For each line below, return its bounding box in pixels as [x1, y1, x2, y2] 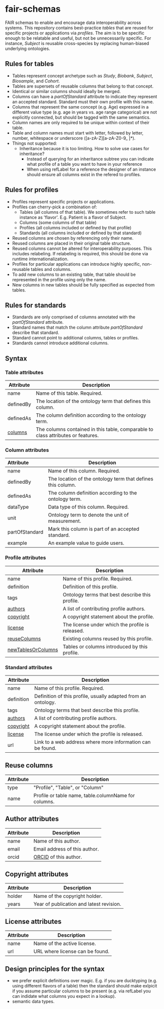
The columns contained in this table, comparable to [36, 426, 154, 433]
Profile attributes [5, 554, 46, 561]
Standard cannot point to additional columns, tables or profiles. [12, 335, 139, 341]
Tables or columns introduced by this [62, 643, 148, 650]
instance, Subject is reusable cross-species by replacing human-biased [5, 40, 149, 46]
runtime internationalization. [12, 256, 69, 262]
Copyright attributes [5, 870, 69, 878]
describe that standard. [12, 330, 60, 336]
